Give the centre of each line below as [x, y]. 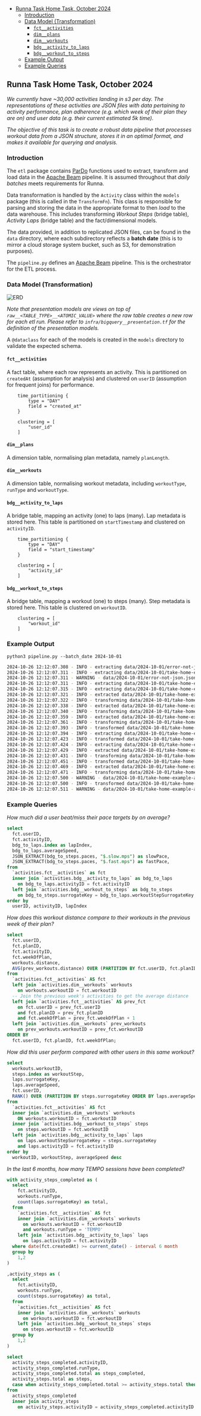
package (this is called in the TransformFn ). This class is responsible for [94, 201]
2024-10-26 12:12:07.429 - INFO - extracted [63, 750]
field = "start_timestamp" [62, 550]
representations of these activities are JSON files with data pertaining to [96, 105]
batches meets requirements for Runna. [55, 184]
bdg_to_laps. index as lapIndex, [52, 845]
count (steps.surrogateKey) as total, [64, 1296]
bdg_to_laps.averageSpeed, [46, 851]
